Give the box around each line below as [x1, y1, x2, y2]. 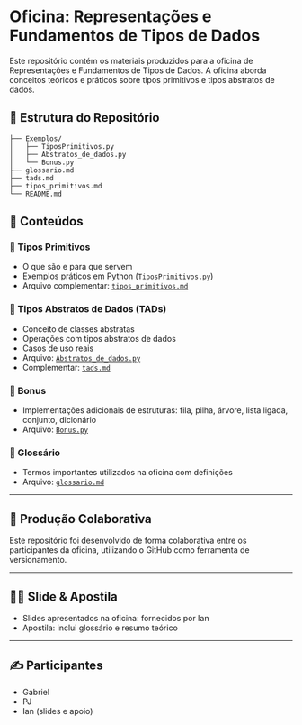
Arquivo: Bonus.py [22, 424, 88, 435]
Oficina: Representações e [9, 6, 212, 27]
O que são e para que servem [22, 262, 133, 272]
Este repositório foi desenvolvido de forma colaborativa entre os [9, 535, 247, 546]
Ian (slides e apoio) [22, 705, 93, 716]
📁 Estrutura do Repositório [9, 110, 160, 125]
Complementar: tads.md [22, 362, 111, 372]
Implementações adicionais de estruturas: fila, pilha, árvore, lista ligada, [22, 405, 289, 416]
